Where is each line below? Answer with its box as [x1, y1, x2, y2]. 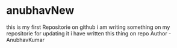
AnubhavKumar [6, 36, 45, 43]
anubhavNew [6, 4, 75, 17]
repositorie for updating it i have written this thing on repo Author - [6, 29, 172, 37]
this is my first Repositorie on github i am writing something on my [6, 23, 170, 31]
